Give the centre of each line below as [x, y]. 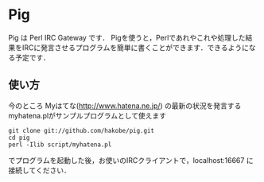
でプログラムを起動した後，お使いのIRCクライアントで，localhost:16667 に [131, 160]
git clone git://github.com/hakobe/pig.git [82, 130]
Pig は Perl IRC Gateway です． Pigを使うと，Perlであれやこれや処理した [127, 37]
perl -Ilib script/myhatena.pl [60, 145]
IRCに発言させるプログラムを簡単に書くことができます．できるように [135, 47]
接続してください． [40, 170]
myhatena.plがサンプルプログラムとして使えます [87, 115]
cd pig [19, 137]
